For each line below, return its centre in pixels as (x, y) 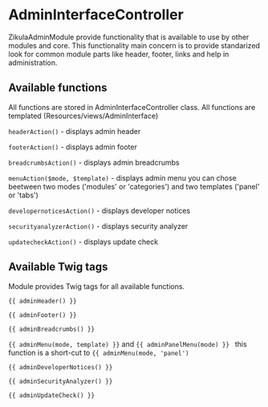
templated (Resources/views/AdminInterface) (83, 116)
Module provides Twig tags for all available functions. (97, 286)
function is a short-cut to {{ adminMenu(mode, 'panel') (99, 352)
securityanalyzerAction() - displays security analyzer (98, 226)
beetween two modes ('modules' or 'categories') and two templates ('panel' (134, 186)
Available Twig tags (58, 267)
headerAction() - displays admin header (75, 131)
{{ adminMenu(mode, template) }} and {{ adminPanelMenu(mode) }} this (128, 344)
